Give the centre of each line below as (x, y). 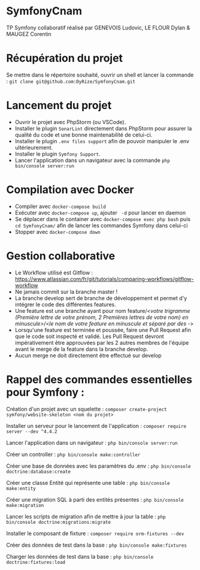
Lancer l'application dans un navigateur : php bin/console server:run (92, 442)
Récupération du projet (65, 58)
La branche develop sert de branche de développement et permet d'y (101, 298)
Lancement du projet (59, 105)
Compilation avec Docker (70, 189)
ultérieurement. (34, 147)
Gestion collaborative (61, 256)
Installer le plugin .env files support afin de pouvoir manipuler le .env (102, 141)
